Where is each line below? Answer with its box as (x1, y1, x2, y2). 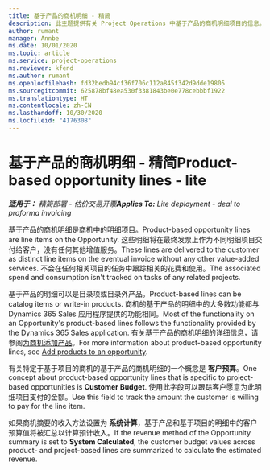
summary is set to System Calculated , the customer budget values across (8, 436, 255, 447)
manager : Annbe (8, 34, 60, 43)
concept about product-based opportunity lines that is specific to (8, 372, 226, 382)
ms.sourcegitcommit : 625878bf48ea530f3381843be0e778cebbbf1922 (8, 86, 226, 95)
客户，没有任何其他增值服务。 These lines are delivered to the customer (22, 245, 260, 254)
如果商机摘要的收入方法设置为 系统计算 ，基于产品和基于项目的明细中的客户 (8, 418, 258, 427)
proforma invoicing (8, 208, 72, 217)
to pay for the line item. (8, 401, 85, 410)
